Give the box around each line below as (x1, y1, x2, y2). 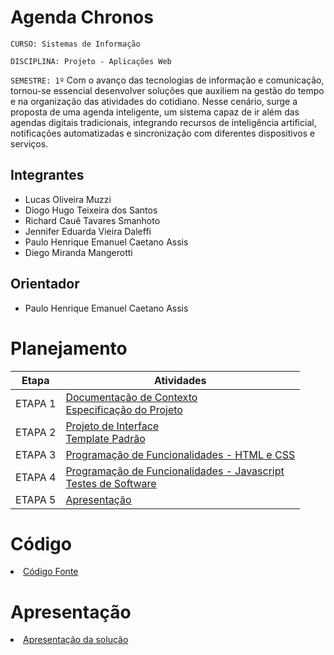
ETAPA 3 (15, 447, 57, 461)
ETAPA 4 (15, 470, 57, 484)
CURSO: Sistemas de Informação (10, 39, 141, 49)
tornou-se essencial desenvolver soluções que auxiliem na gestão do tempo (10, 84, 325, 96)
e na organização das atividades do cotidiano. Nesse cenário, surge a (10, 95, 298, 107)
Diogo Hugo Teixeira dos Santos (24, 204, 158, 216)
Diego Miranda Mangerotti (24, 246, 133, 258)
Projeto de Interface (65, 419, 160, 433)
